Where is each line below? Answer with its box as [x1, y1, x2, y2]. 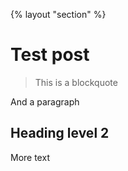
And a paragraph [10, 95, 80, 108]
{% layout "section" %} [10, 9, 107, 20]
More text [10, 151, 50, 163]
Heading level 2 [10, 125, 110, 142]
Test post [10, 44, 90, 66]
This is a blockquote [34, 76, 118, 88]
